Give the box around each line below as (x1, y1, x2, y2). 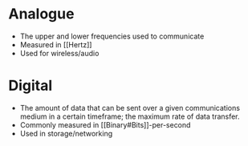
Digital (8, 77, 53, 95)
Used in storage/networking (19, 128, 113, 138)
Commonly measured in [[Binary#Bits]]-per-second (19, 120, 191, 129)
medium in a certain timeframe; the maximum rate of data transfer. (19, 112, 240, 121)
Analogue (8, 5, 75, 23)
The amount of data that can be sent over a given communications (19, 103, 241, 112)
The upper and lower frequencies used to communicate (19, 31, 205, 41)
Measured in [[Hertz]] (19, 39, 92, 49)
